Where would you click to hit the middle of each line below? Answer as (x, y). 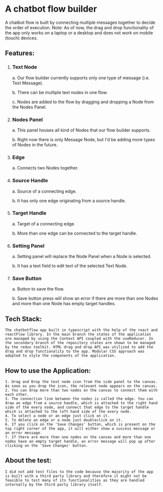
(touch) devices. (21, 38)
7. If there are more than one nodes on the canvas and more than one (78, 437)
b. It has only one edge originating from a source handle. (69, 200)
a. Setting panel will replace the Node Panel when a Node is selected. (82, 256)
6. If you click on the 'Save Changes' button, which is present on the (80, 424)
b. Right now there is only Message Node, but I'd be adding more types (83, 139)
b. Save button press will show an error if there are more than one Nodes (85, 298)
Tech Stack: (24, 319)
